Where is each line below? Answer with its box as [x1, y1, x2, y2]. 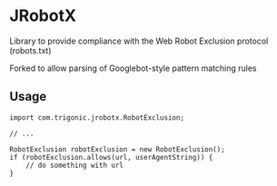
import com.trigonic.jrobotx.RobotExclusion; [9, 113, 184, 122]
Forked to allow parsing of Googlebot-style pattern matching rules [9, 63, 257, 73]
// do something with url [25, 161, 124, 170]
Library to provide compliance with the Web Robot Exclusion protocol [9, 35, 269, 46]
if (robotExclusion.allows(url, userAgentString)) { [9, 152, 213, 162]
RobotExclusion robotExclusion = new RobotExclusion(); [9, 144, 225, 154]
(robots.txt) [9, 44, 52, 55]
